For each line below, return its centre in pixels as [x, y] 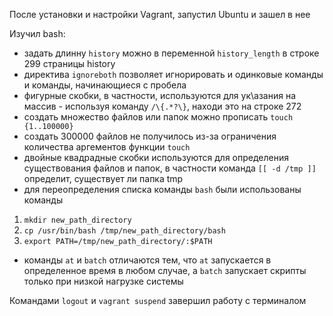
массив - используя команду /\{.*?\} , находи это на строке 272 [162, 106]
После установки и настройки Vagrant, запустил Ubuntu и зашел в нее [160, 14]
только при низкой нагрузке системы [103, 281]
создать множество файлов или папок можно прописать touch [158, 117]
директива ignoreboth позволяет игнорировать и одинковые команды [173, 74]
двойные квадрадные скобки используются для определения [156, 157]
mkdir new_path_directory [77, 220]
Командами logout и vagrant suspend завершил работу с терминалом [158, 300]
